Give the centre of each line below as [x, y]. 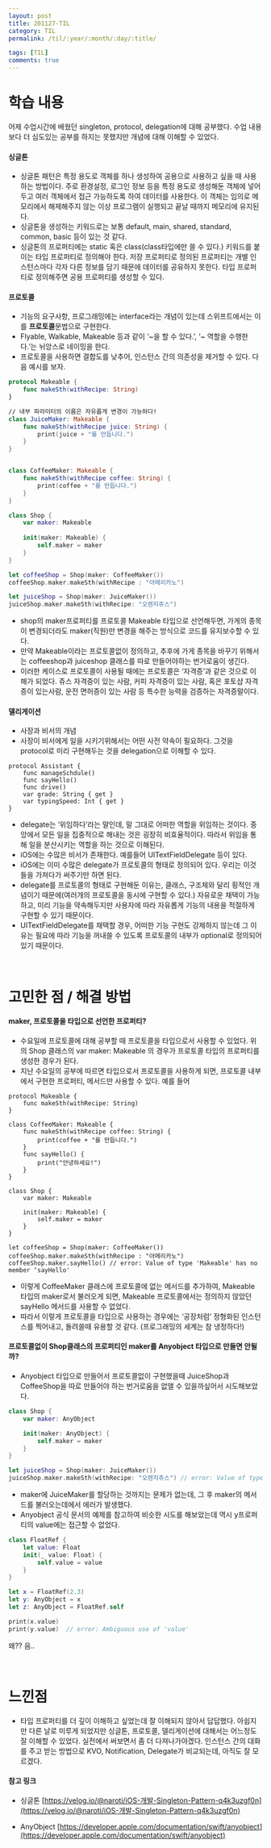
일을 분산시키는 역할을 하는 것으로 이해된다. [97, 845]
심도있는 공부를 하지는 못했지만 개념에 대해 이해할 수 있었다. [125, 136]
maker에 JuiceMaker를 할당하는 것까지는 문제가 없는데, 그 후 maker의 [131, 1495]
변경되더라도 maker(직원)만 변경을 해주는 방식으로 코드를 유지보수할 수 [140, 631]
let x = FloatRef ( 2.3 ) [46, 1592]
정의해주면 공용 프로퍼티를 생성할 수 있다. [100, 277]
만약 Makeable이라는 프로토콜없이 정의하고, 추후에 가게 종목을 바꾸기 [129, 651]
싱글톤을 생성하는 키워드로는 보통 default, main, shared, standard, [126, 227]
